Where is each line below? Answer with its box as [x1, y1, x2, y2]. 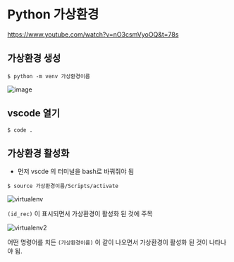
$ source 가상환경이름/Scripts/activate [7, 182, 118, 190]
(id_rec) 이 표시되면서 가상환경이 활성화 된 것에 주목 [7, 209, 153, 218]
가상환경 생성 [7, 52, 61, 64]
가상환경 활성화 [7, 147, 70, 159]
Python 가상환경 [7, 6, 99, 23]
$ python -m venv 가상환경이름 [7, 73, 90, 80]
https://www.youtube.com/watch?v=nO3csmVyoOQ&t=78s [7, 30, 179, 39]
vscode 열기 [7, 107, 60, 120]
